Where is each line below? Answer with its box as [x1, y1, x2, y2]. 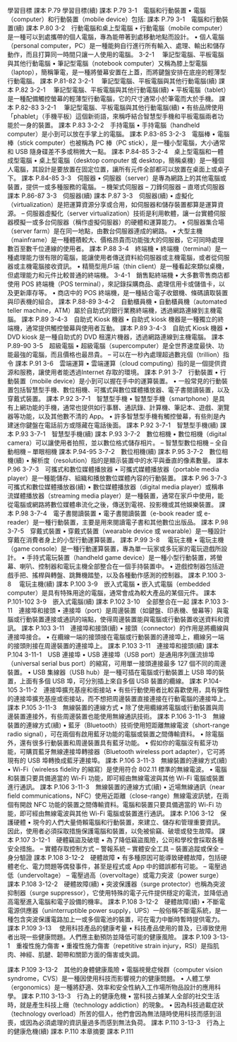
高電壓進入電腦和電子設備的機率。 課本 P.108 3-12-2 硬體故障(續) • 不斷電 [7, 897, 226, 906]
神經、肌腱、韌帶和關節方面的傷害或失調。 [19, 950, 143, 959]
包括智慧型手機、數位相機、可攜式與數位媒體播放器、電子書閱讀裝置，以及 [13, 385, 230, 394]
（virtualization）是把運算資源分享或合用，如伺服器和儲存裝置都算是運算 [7, 200, 218, 208]
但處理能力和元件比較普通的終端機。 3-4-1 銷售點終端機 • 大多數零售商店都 [7, 271, 230, 279]
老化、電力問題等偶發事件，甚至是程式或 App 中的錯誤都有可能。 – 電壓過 [13, 862, 227, 870]
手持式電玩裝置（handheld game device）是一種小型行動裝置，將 [26, 553, 217, 561]
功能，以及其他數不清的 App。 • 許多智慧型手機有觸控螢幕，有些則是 [19, 412, 220, 420]
